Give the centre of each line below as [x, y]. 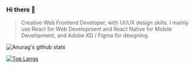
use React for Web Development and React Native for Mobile [96, 29]
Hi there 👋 [21, 10]
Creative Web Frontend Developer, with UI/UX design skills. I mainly [105, 23]
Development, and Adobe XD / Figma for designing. [85, 36]
